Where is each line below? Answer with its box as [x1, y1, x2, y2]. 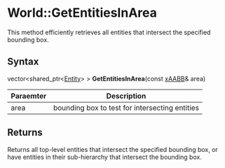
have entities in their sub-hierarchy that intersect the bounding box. [7, 153, 202, 161]
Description [106, 91, 146, 101]
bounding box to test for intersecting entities [53, 103, 200, 113]
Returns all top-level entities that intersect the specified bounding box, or [7, 145, 219, 153]
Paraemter [11, 91, 47, 101]
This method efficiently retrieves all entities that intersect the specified [7, 28, 211, 36]
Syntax [7, 56, 39, 68]
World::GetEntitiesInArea [7, 5, 158, 21]
